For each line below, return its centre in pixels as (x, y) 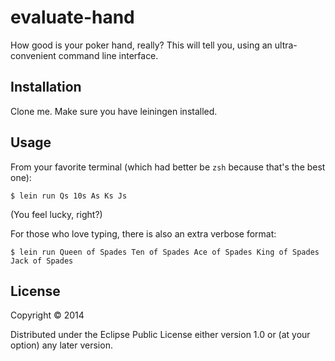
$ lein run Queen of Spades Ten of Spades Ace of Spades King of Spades (165, 252)
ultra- (286, 45)
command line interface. (108, 55)
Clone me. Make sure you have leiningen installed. (114, 111)
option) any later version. (61, 345)
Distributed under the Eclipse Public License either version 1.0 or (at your (160, 335)
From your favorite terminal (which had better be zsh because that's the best (168, 167)
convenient (33, 55)
